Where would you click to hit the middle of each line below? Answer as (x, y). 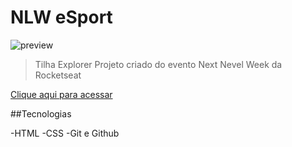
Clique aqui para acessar (61, 94)
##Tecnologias (41, 113)
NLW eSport (61, 17)
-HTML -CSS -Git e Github (65, 133)
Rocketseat (58, 75)
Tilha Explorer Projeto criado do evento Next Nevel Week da (158, 64)
